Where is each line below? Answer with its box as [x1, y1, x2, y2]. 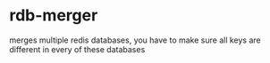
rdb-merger [9, 5, 98, 26]
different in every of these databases [9, 43, 146, 54]
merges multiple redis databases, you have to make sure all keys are [9, 35, 261, 45]
